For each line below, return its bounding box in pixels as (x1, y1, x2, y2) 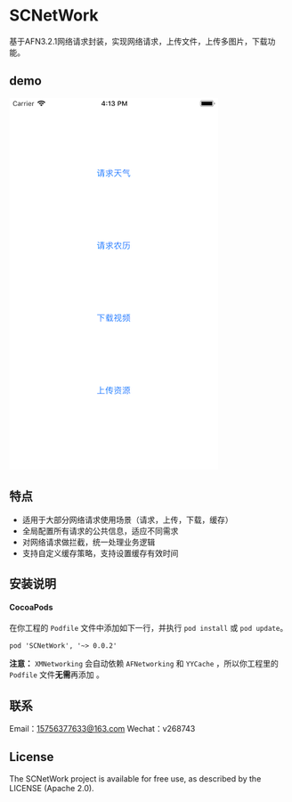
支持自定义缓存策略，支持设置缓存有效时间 (21, 547, 179, 558)
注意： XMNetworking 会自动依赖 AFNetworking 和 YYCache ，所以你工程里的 (9, 659, 279, 669)
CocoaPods (9, 601, 53, 612)
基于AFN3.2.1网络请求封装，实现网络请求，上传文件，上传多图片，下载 (9, 36, 268, 46)
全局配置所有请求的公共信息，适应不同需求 (21, 525, 179, 536)
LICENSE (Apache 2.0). (9, 782, 95, 793)
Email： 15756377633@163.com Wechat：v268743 (9, 723, 196, 733)
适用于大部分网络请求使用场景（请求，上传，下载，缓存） (21, 514, 233, 525)
